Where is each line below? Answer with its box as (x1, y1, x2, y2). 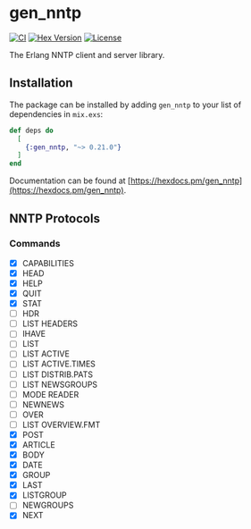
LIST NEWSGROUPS (21, 379, 98, 390)
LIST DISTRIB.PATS (21, 369, 94, 380)
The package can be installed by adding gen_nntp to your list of (9, 99, 242, 110)
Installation (9, 75, 73, 91)
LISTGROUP (21, 490, 67, 500)
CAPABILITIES (21, 257, 74, 268)
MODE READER (21, 389, 79, 399)
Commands (9, 238, 61, 250)
